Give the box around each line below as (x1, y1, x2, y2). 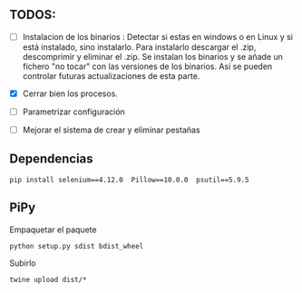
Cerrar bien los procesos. (22, 88, 118, 99)
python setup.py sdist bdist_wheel (9, 241, 144, 250)
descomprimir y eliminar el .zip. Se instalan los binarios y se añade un (22, 51, 284, 62)
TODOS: (9, 7, 56, 23)
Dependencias (9, 151, 93, 167)
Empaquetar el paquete (9, 224, 97, 235)
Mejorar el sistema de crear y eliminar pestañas (22, 124, 201, 135)
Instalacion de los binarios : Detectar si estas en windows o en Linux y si (22, 31, 293, 42)
